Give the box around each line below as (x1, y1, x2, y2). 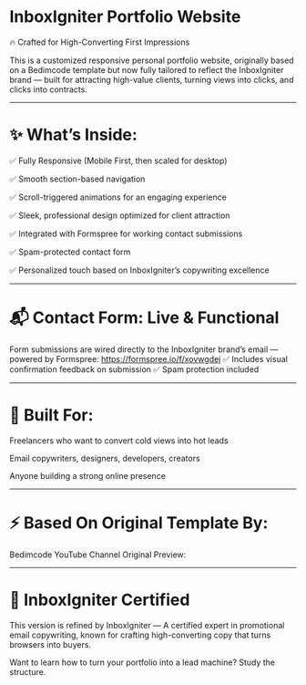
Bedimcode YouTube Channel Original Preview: (9, 549, 187, 560)
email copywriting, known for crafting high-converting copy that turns (9, 629, 271, 640)
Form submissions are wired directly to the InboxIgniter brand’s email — (9, 344, 279, 355)
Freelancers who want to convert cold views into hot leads (9, 435, 229, 446)
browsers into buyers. (9, 638, 92, 649)
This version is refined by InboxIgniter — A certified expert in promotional (9, 619, 285, 630)
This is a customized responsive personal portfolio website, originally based (9, 55, 294, 66)
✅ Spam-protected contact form (9, 246, 131, 257)
